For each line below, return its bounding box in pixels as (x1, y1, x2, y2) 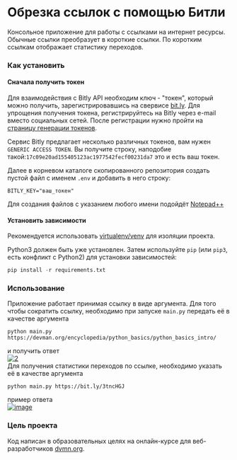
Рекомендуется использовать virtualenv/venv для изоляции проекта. (7, 231, 216, 241)
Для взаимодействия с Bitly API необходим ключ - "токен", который (7, 93, 214, 103)
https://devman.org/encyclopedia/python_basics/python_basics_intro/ (7, 334, 217, 342)
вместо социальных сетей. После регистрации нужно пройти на (7, 116, 204, 125)
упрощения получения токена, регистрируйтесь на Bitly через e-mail (7, 109, 216, 117)
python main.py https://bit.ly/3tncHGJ (7, 383, 125, 390)
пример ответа (7, 396, 53, 404)
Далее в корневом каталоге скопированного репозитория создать (7, 166, 210, 175)
